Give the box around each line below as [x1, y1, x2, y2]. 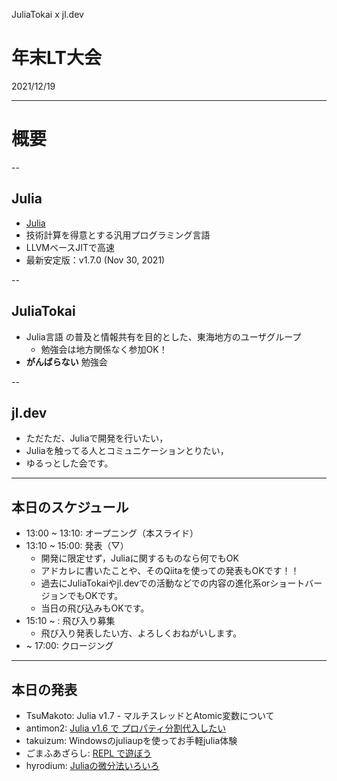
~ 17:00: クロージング [25, 640, 114, 652]
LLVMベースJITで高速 [25, 241, 116, 253]
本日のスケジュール [11, 499, 129, 516]
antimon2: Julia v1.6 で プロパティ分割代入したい [25, 722, 227, 734]
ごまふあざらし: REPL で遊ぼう [25, 747, 153, 759]
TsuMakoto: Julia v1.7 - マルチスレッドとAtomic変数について [25, 709, 275, 721]
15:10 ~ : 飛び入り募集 [25, 615, 116, 627]
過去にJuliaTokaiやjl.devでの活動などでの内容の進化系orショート [40, 577, 306, 589]
